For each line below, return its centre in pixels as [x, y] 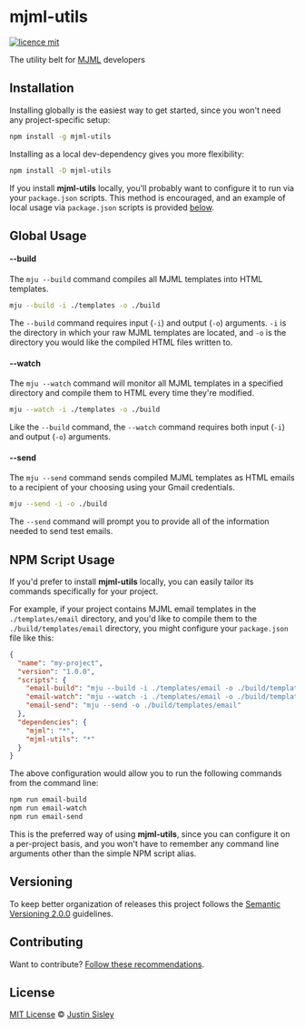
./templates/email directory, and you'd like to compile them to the [133, 618]
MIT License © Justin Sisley [62, 1014]
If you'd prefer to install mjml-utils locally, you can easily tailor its [132, 581]
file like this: [32, 638]
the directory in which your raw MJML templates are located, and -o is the [148, 332]
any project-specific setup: [60, 119]
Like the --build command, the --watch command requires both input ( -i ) [148, 427]
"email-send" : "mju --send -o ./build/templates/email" [134, 706]
